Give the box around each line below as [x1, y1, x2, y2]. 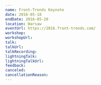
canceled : [5, 68, 26, 73]
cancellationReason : [5, 72, 49, 77]
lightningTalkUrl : [5, 58, 44, 63]
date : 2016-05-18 [5, 12, 42, 17]
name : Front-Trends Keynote [5, 7, 65, 12]
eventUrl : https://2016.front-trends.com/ [5, 26, 96, 31]
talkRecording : [5, 49, 37, 54]
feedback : [5, 63, 26, 68]
